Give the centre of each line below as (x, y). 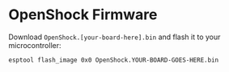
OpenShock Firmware (83, 15)
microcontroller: (35, 45)
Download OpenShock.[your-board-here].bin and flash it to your (114, 37)
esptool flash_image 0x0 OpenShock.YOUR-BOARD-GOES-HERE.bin (114, 60)
